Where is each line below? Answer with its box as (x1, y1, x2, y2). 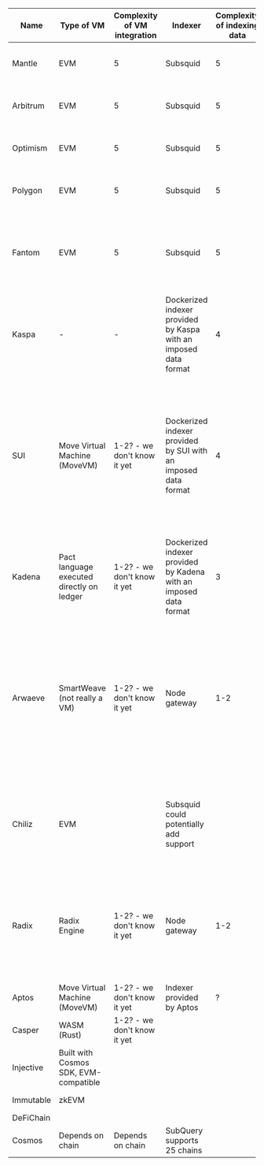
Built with (58, 1048, 93, 1058)
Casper (12, 1025, 39, 1035)
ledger (58, 591, 83, 602)
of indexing (215, 20, 259, 31)
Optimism (12, 143, 48, 153)
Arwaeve (12, 693, 46, 703)
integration (114, 30, 157, 40)
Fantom (12, 248, 41, 258)
